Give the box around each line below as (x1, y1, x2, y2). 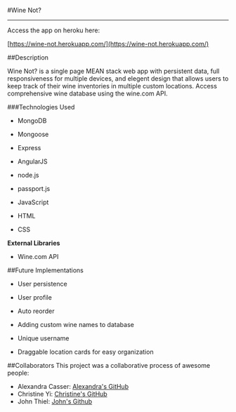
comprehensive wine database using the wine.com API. (7, 89, 168, 98)
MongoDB (17, 117, 47, 125)
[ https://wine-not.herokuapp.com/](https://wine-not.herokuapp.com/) (7, 40, 209, 48)
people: (7, 368, 29, 377)
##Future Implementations (7, 266, 84, 274)
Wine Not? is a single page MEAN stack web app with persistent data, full (7, 67, 220, 75)
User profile (17, 293, 53, 301)
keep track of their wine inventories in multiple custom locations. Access (7, 82, 218, 90)
